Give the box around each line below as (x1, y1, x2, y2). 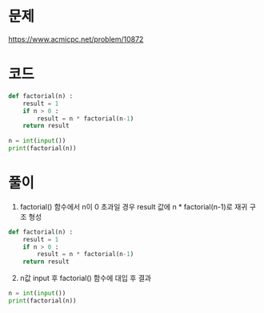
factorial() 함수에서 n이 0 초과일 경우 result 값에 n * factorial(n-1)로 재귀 (19, 201, 248, 211)
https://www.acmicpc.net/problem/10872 (8, 34, 144, 44)
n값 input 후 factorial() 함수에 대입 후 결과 (19, 274, 152, 283)
